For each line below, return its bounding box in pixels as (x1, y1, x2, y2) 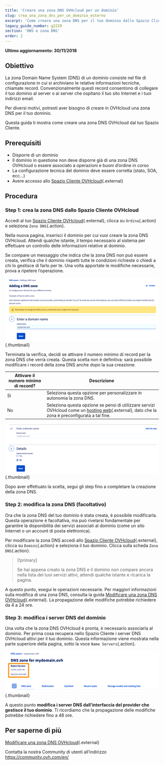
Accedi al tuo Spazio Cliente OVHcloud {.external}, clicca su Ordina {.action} (5, 218, 157, 224)
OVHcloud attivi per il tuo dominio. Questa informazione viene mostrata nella (5, 636, 159, 641)
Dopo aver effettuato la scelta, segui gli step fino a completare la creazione (5, 484, 156, 489)
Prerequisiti (5, 139, 41, 148)
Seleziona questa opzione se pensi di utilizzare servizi (46, 402, 155, 408)
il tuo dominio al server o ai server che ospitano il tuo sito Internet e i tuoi (5, 90, 152, 96)
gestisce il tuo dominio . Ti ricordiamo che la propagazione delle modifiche (5, 707, 156, 713)
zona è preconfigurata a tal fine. (46, 412, 111, 418)
